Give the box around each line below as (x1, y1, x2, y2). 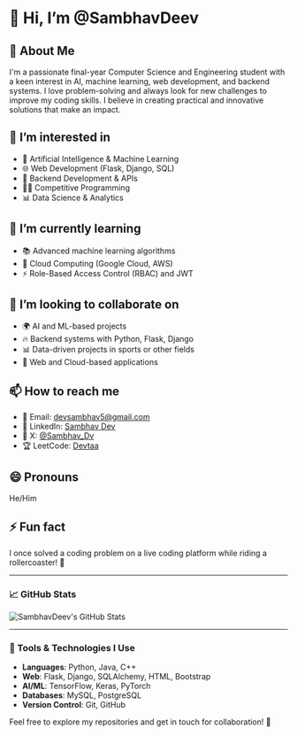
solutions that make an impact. (9, 105, 121, 114)
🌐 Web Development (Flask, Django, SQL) (21, 163, 175, 174)
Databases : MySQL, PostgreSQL (21, 690, 142, 701)
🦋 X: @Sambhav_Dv (21, 430, 95, 441)
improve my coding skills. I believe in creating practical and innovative (9, 95, 264, 105)
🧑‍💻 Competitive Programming (21, 182, 131, 193)
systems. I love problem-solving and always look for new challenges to (9, 86, 268, 96)
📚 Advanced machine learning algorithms (21, 245, 176, 256)
